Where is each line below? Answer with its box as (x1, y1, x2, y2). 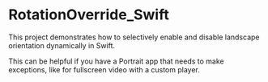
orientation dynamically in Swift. (8, 40, 116, 50)
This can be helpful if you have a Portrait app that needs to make (8, 56, 224, 66)
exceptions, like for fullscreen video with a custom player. (8, 64, 201, 74)
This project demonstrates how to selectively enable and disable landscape (8, 32, 260, 42)
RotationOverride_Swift (8, 6, 170, 24)
